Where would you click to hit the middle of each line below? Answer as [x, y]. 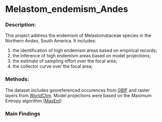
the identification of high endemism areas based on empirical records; [85, 50]
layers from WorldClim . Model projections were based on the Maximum [78, 95]
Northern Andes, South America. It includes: [51, 41]
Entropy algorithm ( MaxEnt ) [33, 101]
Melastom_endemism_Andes [67, 9]
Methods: [17, 79]
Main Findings [23, 114]
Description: [20, 25]
